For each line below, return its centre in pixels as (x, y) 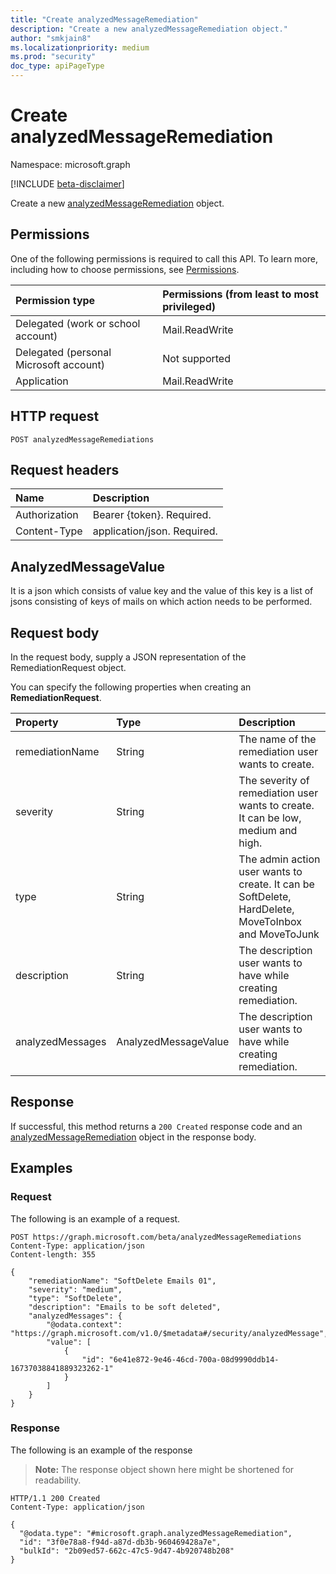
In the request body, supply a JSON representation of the (128, 657)
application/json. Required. (155, 531)
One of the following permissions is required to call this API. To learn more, (164, 258)
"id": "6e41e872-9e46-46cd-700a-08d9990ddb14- (180, 1359)
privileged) (189, 306)
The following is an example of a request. (95, 1218)
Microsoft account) (60, 364)
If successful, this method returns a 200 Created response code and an (156, 1126)
